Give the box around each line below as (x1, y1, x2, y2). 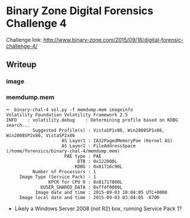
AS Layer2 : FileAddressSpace (61, 143, 136, 149)
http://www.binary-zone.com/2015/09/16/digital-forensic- (43, 36, 184, 43)
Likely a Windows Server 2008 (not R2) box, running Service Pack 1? (14, 205, 182, 212)
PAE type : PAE (64, 153, 101, 159)
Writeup (6, 60, 37, 70)
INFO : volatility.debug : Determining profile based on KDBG (6, 117, 178, 123)
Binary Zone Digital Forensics (6, 4, 153, 18)
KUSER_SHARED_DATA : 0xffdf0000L (40, 184, 123, 190)
